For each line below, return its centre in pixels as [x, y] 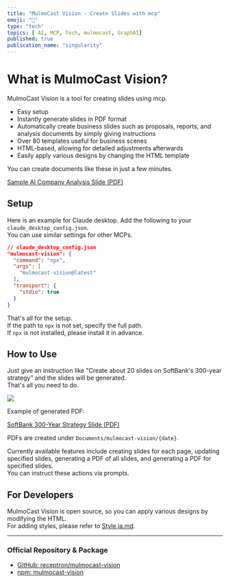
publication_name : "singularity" [55, 45]
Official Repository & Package [57, 550]
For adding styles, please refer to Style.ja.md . [71, 526]
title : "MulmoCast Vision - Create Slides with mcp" [84, 13]
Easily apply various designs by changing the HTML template [103, 155]
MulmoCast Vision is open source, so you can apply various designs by [108, 512]
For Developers [40, 495]
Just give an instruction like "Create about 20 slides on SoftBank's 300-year [115, 371]
